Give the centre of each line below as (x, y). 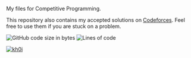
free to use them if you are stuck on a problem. (64, 26)
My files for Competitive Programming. (54, 9)
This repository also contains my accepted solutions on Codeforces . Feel (96, 20)
